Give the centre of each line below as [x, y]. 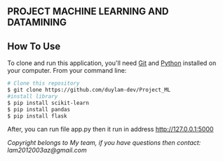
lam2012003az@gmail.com [47, 150]
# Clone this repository [43, 83]
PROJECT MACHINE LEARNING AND [88, 12]
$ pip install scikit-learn [48, 103]
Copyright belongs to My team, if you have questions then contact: [104, 143]
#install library [33, 96]
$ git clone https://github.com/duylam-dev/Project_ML [89, 90]
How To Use [34, 46]
